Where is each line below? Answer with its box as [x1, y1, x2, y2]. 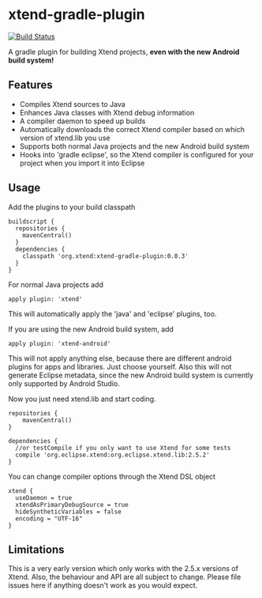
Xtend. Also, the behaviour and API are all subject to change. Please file [8, 572, 241, 582]
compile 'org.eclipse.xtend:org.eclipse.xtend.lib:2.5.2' [15, 451, 211, 459]
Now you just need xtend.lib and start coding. [8, 394, 156, 403]
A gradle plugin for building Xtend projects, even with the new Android [8, 47, 240, 56]
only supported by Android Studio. [8, 378, 120, 388]
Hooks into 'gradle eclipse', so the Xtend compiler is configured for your [19, 149, 254, 159]
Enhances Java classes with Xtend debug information [19, 108, 195, 117]
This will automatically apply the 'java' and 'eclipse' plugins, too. [8, 308, 217, 318]
